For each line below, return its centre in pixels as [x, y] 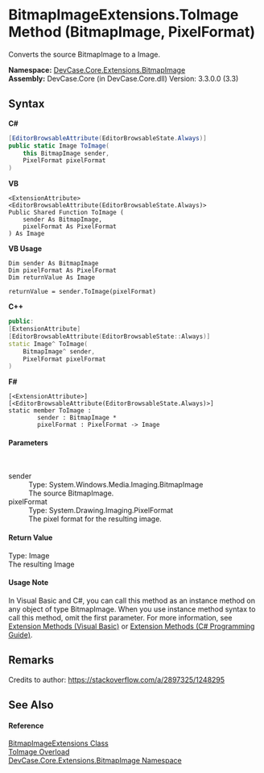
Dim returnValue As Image [52, 278]
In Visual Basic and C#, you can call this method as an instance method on [132, 600]
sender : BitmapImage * [77, 418]
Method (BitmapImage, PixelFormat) [132, 32]
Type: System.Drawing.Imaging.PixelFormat [101, 511]
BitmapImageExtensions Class [58, 743]
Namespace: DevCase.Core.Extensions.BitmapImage [97, 69]
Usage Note [29, 583]
